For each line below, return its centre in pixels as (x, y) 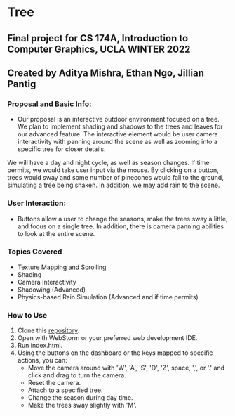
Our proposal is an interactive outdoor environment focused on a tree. (118, 119)
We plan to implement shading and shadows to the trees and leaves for (120, 126)
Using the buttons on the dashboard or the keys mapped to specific (115, 353)
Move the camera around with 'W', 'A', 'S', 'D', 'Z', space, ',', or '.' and (126, 368)
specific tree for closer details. (62, 149)
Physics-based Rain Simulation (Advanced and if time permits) (108, 297)
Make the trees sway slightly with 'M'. (82, 405)
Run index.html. (40, 346)
